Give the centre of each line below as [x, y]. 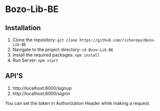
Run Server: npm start [35, 60]
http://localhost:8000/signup [42, 88]
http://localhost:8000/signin [41, 93]
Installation [23, 28]
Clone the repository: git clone [45, 40]
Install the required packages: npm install [56, 55]
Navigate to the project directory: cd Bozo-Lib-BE [63, 49]
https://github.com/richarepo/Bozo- [117, 40]
